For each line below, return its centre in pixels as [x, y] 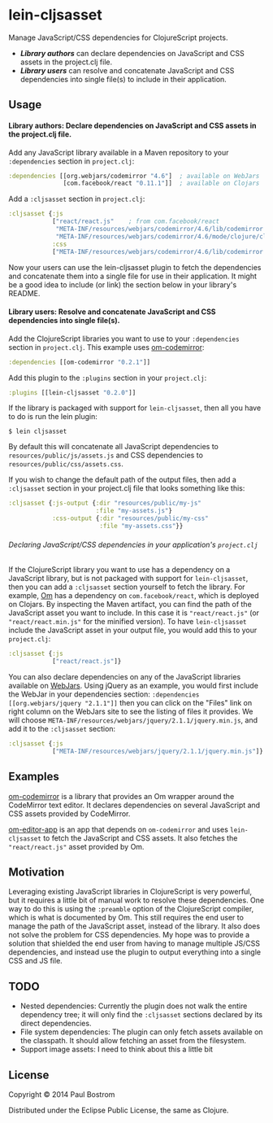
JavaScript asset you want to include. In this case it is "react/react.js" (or [134, 613]
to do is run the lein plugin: [53, 417]
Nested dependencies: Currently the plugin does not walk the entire [134, 1006]
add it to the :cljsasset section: [62, 728]
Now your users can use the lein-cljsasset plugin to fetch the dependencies [135, 267]
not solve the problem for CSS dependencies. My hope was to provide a [129, 935]
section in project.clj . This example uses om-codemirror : [106, 347]
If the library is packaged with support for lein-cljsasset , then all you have [135, 408]
